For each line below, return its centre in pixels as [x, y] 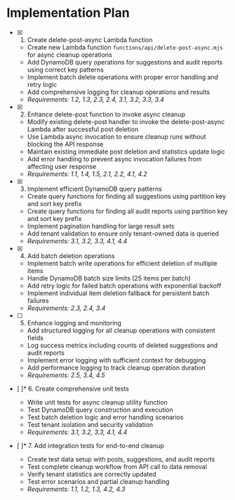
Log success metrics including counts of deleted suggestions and [122, 345]
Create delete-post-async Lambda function [90, 39]
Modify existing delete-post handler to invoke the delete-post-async [126, 121]
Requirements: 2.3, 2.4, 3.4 [66, 308]
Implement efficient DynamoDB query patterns [94, 189]
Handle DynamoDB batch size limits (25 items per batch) [109, 278]
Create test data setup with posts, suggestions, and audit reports [121, 459]
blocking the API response [65, 144]
